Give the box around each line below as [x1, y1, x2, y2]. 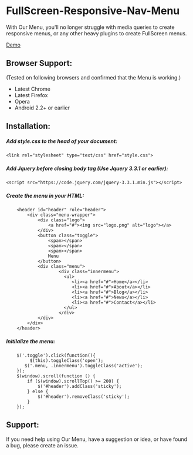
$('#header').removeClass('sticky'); [37, 394, 130, 400]
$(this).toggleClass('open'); [29, 358, 104, 364]
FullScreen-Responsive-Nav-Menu [6, 4, 180, 18]
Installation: [6, 121, 51, 131]
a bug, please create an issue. [6, 441, 79, 449]
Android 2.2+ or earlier [14, 104, 70, 111]
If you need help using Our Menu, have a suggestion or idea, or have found [6, 436, 188, 443]
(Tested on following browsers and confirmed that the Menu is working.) [6, 74, 181, 81]
